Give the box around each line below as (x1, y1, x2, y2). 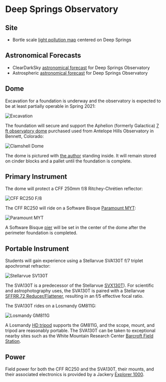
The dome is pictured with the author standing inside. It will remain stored (5, 152, 157, 158)
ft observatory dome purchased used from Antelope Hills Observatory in (5, 128, 154, 134)
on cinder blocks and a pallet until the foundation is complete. (5, 158, 132, 164)
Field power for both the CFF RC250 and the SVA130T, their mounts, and (5, 366, 155, 372)
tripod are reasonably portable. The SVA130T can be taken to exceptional (5, 327, 156, 334)
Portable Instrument (5, 244, 69, 253)
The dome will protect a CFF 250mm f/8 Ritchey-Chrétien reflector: (5, 185, 143, 192)
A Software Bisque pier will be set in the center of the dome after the (5, 225, 146, 231)
